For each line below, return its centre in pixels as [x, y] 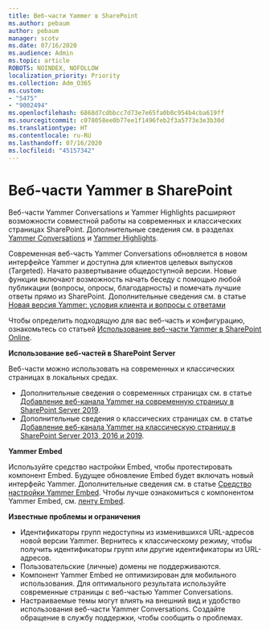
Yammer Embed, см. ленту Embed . [67, 501]
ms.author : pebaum [39, 23]
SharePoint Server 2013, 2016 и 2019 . [82, 436]
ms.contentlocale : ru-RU [50, 135]
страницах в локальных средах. [63, 377]
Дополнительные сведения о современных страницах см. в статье [136, 393]
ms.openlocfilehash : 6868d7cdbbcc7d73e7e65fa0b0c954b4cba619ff [117, 113]
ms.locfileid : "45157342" [51, 150]
